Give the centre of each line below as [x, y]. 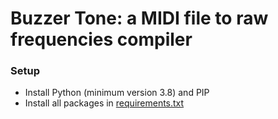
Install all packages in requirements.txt [104, 103]
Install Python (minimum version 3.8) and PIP [117, 93]
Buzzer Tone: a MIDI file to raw [139, 18]
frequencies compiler [101, 39]
